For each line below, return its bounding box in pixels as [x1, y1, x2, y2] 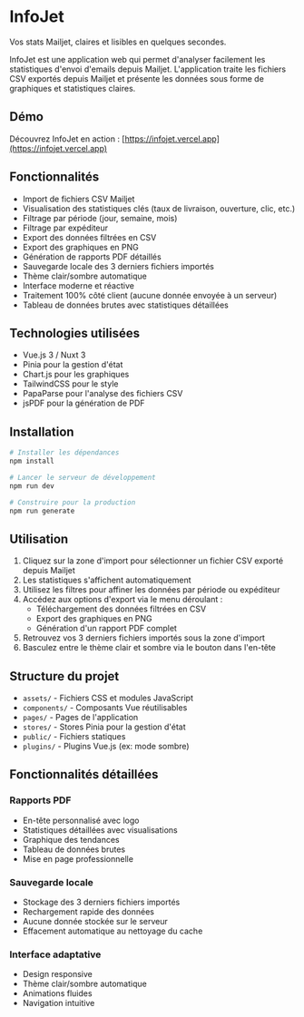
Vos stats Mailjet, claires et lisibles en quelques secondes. [9, 36, 227, 47]
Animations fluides [22, 988, 93, 999]
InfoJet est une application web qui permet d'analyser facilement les [9, 54, 266, 64]
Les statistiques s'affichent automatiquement [22, 574, 192, 586]
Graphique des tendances [22, 834, 120, 845]
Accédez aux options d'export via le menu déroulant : [22, 594, 223, 605]
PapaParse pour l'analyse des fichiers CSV [22, 388, 183, 399]
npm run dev [9, 481, 54, 491]
